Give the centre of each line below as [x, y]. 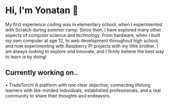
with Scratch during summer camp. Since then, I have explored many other [83, 29]
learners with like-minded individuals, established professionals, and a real [83, 90]
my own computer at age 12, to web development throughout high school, [82, 41]
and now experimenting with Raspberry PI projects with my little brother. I [82, 46]
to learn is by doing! [26, 57]
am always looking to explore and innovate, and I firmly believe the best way [85, 51]
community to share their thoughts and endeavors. [58, 95]
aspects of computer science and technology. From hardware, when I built [83, 35]
